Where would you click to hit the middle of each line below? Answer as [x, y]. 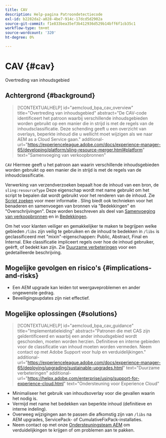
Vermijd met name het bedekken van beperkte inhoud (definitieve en [82, 404]
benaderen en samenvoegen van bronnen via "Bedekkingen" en [70, 206]
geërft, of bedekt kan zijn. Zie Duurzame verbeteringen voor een [71, 247]
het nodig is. [25, 399]
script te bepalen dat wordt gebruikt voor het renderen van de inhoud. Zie [80, 195]
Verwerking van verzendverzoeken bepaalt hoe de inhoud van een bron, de [82, 185]
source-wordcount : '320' [31, 33]
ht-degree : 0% [20, 38]
